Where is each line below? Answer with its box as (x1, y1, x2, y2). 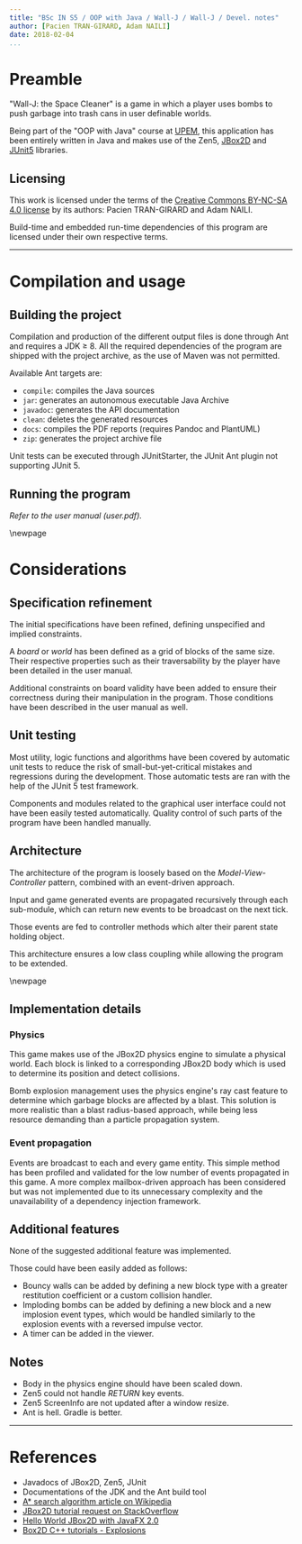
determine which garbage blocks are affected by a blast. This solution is (9, 1095, 277, 1106)
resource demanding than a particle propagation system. (9, 1114, 220, 1125)
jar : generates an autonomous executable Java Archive (22, 395, 230, 406)
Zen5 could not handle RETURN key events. (22, 1388, 184, 1399)
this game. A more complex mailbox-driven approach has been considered (9, 1176, 286, 1187)
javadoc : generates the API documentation (22, 405, 180, 416)
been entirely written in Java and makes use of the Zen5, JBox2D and (9, 135, 267, 146)
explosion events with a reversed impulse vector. (22, 1319, 204, 1329)
